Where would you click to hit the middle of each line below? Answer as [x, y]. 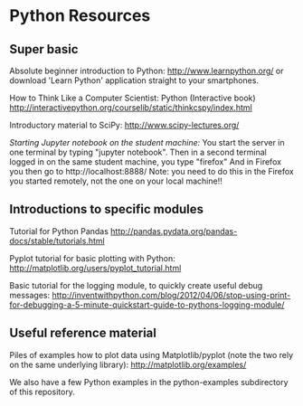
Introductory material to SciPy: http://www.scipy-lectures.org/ [124, 125]
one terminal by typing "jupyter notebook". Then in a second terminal [138, 152]
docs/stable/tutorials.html [57, 241]
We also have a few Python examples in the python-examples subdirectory [149, 382]
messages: [30, 295]
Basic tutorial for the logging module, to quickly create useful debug [136, 285]
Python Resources [80, 16]
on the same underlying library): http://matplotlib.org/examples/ [128, 364]
